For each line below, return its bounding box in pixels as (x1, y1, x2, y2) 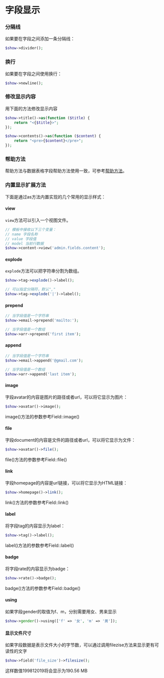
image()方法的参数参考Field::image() (5, 413, 80, 419)
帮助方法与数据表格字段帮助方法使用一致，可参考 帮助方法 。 (5, 168, 127, 174)
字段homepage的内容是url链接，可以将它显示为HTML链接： (5, 480, 128, 485)
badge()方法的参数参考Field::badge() (5, 585, 81, 591)
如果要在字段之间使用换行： (5, 71, 62, 77)
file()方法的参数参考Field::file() (5, 456, 67, 463)
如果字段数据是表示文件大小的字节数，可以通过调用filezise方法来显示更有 (5, 642, 155, 648)
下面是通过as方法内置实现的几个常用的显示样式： (5, 194, 106, 199)
